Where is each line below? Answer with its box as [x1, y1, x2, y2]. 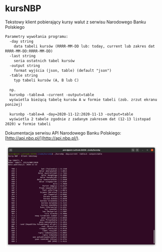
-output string [9, 63, 40, 68]
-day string [9, 39, 34, 44]
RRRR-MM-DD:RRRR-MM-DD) [5, 49, 53, 53]
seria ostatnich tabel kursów [14, 58, 75, 63]
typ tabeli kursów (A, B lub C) [14, 78, 79, 83]
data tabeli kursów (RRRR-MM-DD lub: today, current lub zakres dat [14, 44, 155, 49]
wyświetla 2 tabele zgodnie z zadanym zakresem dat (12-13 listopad [9, 117, 151, 121]
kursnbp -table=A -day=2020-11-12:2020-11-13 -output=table [9, 112, 133, 117]
